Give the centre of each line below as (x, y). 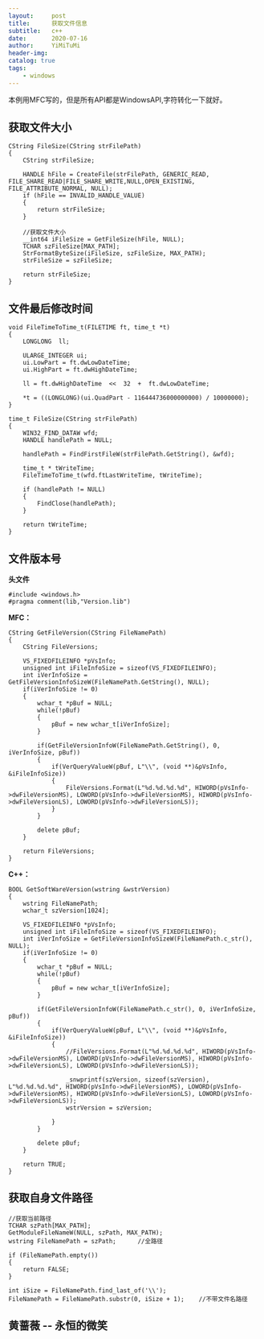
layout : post (37, 16)
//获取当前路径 (30, 1218)
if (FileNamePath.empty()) (53, 1255)
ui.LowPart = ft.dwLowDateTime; (77, 363)
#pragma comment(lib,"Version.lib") (69, 602)
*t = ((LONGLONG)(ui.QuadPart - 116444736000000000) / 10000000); (136, 398)
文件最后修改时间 (51, 308)
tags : (17, 68)
